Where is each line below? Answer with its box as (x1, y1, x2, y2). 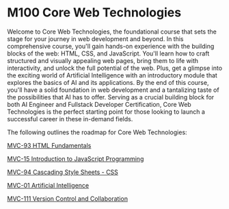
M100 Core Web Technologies (7, 5, 182, 21)
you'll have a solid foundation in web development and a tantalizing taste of (7, 86, 220, 94)
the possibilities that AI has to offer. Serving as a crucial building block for (7, 93, 215, 101)
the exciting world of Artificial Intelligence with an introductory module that (7, 71, 217, 79)
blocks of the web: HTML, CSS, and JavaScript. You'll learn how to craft (7, 49, 210, 58)
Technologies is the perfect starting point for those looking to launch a (7, 108, 205, 116)
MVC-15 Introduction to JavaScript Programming (7, 154, 144, 162)
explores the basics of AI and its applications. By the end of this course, (7, 78, 209, 86)
